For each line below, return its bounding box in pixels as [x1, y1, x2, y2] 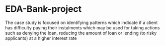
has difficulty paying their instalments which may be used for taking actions [5, 24, 160, 30]
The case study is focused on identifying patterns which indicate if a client [5, 20, 158, 25]
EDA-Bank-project [5, 3, 82, 15]
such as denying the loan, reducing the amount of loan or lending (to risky [5, 30, 157, 36]
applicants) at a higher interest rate [5, 35, 77, 41]
